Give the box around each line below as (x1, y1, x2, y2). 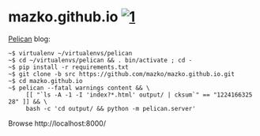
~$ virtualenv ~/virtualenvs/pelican (8, 49, 133, 57)
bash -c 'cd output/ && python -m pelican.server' (25, 104, 196, 112)
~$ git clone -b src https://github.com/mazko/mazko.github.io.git (8, 70, 236, 78)
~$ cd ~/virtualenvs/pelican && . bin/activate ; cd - (8, 56, 193, 64)
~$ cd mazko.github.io (8, 77, 83, 85)
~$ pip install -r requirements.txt (8, 63, 129, 71)
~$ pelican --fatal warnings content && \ (8, 84, 150, 92)
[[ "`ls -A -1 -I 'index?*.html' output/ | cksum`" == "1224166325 (25, 91, 253, 99)
